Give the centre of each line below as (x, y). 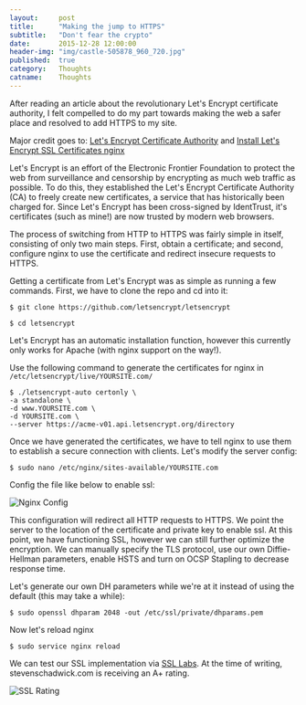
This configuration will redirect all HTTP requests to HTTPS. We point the (147, 520)
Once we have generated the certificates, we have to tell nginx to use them (151, 441)
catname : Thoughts (51, 78)
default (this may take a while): (67, 595)
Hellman (25, 559)
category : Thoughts (51, 69)
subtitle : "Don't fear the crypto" (81, 35)
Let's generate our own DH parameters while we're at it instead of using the (152, 586)
